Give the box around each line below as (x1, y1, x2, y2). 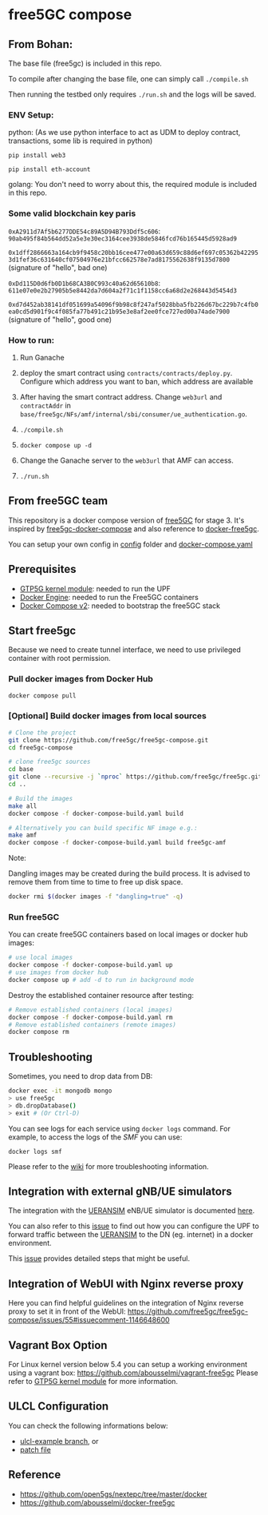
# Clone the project (8, 729, 77, 737)
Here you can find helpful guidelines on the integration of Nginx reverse (8, 1298, 244, 1308)
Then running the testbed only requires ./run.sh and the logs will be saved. (8, 89, 257, 99)
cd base (8, 765, 34, 773)
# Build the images (8, 794, 73, 802)
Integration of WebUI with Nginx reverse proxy (8, 1277, 244, 1290)
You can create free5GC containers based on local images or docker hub (8, 929, 249, 940)
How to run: (8, 334, 55, 345)
